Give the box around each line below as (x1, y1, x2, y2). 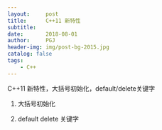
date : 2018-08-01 (7, 30, 78, 38)
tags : (7, 57, 23, 64)
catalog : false (7, 51, 53, 58)
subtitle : (7, 24, 37, 31)
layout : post (7, 10, 59, 18)
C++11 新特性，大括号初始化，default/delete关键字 (7, 84, 156, 93)
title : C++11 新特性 (7, 17, 81, 24)
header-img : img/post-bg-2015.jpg (7, 44, 110, 51)
